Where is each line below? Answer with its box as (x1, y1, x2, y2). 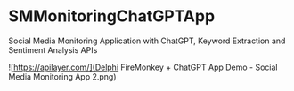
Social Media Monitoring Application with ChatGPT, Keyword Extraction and (8, 35, 286, 46)
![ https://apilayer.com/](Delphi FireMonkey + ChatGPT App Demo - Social (8, 62, 278, 72)
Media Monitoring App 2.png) (8, 71, 117, 81)
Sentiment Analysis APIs (8, 44, 98, 55)
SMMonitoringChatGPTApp (8, 6, 216, 27)
